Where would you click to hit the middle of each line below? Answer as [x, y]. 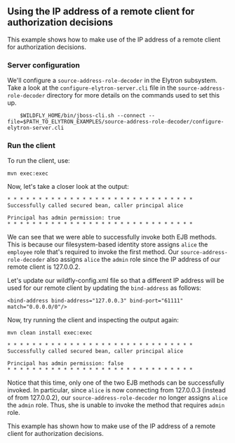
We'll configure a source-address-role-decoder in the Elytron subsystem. [112, 81]
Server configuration [44, 65]
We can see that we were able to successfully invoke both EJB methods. [112, 237]
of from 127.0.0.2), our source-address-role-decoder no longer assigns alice [117, 398]
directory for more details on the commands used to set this [133, 95]
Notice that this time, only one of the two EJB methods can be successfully [116, 383]
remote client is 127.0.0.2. [44, 267]
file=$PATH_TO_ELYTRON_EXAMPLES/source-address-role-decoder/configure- [116, 122]
